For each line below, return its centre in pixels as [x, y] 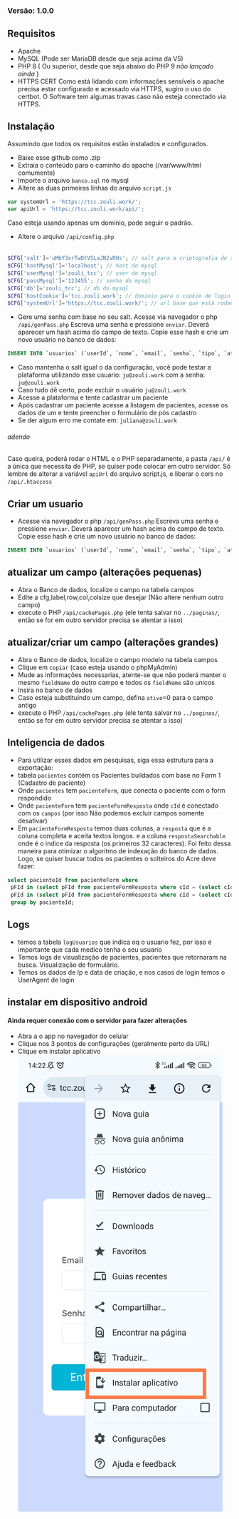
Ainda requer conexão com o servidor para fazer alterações [97, 1020]
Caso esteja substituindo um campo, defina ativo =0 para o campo [115, 697]
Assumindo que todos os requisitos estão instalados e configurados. [108, 143]
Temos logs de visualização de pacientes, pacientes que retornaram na [122, 957]
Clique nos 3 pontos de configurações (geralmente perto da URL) [113, 1044]
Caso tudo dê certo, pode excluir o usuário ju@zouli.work [102, 390]
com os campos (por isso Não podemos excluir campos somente [111, 813]
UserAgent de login [46, 980]
